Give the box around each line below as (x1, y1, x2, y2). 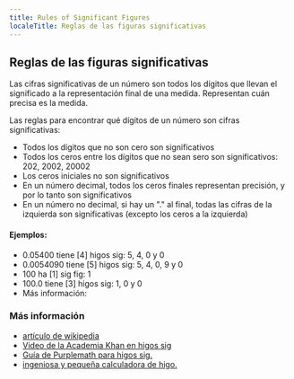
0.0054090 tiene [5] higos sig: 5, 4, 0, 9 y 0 (22, 259, 184, 269)
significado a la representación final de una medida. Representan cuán (9, 88, 271, 99)
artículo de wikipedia (22, 330, 100, 341)
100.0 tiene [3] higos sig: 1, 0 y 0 (22, 278, 143, 288)
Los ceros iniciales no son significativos (22, 171, 170, 181)
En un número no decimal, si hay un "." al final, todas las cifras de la (22, 199, 272, 210)
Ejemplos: (9, 229, 48, 240)
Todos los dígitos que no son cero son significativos (22, 142, 215, 153)
